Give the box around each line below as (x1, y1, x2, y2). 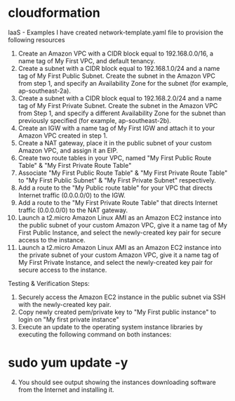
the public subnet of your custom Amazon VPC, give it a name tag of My (18, 221, 227, 229)
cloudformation (8, 5, 100, 21)
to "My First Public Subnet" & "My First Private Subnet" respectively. (18, 176, 217, 184)
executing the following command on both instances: (18, 330, 172, 338)
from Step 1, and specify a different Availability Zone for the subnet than (18, 109, 227, 117)
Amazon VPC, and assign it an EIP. (18, 146, 119, 155)
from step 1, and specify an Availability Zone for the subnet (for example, (18, 79, 229, 87)
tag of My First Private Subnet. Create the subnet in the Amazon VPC (18, 101, 218, 110)
